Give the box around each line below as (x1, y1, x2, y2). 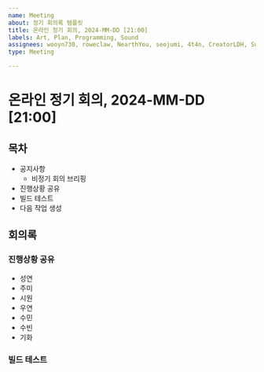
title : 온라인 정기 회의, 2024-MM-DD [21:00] (8, 26, 148, 34)
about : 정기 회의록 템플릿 (8, 19, 83, 27)
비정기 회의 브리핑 (31, 174, 86, 183)
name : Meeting (8, 11, 55, 20)
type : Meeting (8, 48, 55, 56)
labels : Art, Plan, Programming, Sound (8, 33, 139, 42)
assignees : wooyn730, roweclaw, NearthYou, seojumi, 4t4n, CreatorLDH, (8, 41, 247, 49)
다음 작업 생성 (19, 204, 62, 212)
